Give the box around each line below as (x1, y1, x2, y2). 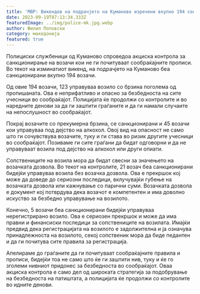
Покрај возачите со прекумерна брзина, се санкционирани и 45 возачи (6, 120, 190, 127)
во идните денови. (6, 281, 54, 288)
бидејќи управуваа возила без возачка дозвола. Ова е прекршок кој (6, 170, 180, 176)
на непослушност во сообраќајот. (6, 108, 92, 115)
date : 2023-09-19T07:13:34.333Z (6, 14, 86, 20)
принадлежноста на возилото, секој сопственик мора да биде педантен (6, 232, 190, 239)
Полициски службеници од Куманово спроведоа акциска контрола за (6, 53, 186, 60)
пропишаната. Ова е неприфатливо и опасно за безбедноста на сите (6, 90, 182, 96)
